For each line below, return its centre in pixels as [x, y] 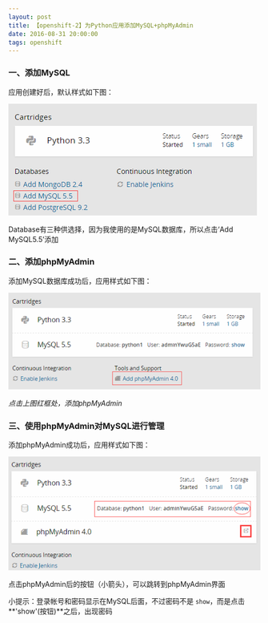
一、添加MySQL [39, 73]
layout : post [30, 17]
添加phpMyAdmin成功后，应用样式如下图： [79, 445]
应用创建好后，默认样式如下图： [61, 91]
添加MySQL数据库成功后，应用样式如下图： [80, 281]
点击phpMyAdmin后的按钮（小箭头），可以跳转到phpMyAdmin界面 [117, 584]
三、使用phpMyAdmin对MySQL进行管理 [86, 426]
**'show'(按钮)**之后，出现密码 [60, 611]
